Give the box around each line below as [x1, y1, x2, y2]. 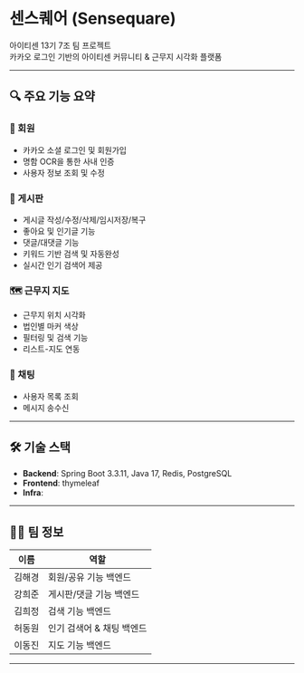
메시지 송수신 [22, 402, 70, 413]
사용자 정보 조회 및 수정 [22, 167, 106, 178]
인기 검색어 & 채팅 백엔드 [48, 622, 147, 635]
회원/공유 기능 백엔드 [48, 572, 132, 584]
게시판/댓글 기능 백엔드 [48, 588, 140, 601]
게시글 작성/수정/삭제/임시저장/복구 [22, 214, 147, 225]
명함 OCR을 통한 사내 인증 [22, 156, 115, 167]
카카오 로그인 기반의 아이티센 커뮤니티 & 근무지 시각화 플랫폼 [9, 51, 223, 62]
